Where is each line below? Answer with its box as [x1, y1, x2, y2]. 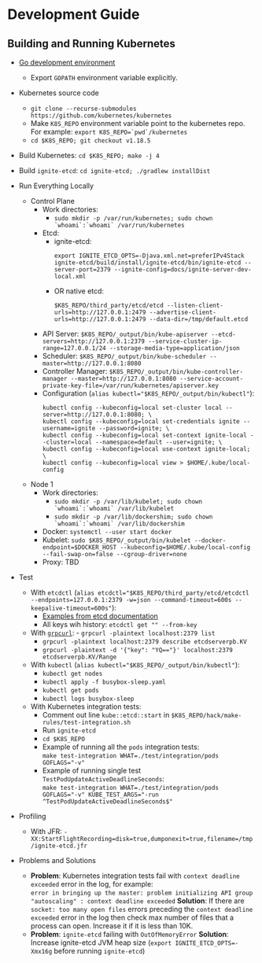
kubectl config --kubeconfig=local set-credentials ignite [42, 418, 241, 426]
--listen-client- [167, 301, 223, 309]
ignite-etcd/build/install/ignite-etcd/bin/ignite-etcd [54, 259, 242, 267]
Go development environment [18, 57, 116, 67]
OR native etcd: [54, 286, 104, 296]
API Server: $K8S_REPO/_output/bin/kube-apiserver [42, 329, 208, 338]
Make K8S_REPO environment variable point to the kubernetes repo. [30, 119, 245, 127]
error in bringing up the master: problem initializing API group [30, 889, 253, 897]
